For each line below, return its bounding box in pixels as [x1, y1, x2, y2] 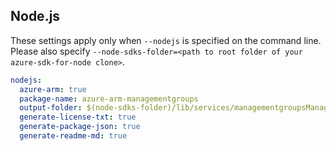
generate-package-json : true [19, 122, 141, 132]
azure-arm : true [19, 84, 87, 94]
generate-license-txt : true [19, 112, 137, 123]
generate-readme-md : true [19, 131, 128, 141]
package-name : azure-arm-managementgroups [19, 94, 199, 104]
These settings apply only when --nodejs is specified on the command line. [10, 34, 322, 46]
